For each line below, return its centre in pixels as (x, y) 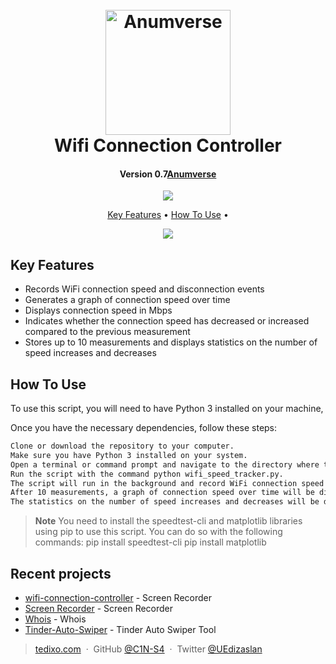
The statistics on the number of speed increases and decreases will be (165, 502)
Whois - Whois (55, 619)
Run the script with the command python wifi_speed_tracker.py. (147, 474)
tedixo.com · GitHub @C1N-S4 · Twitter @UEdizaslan (148, 649)
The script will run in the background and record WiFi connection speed (167, 483)
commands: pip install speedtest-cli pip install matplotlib (150, 542)
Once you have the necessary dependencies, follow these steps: (144, 428)
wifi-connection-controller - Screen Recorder (118, 597)
